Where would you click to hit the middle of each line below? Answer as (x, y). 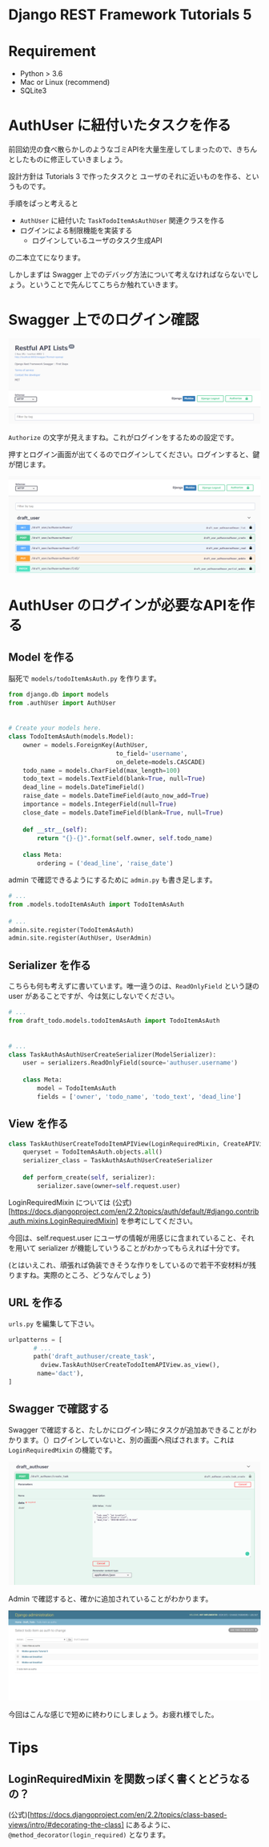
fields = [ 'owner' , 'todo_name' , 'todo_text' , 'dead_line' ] (139, 1097)
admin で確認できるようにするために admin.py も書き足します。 (112, 880)
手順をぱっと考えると (43, 204)
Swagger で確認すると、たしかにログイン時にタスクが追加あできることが (129, 1429)
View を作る (38, 1124)
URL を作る (36, 1303)
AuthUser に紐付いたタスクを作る (120, 125)
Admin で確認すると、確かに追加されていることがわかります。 (110, 1599)
